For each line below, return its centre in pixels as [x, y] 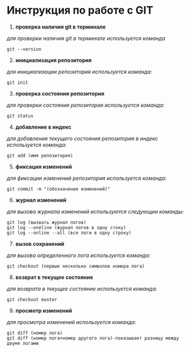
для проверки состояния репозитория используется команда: [86, 105]
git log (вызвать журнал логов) [46, 222]
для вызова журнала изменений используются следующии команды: [95, 211]
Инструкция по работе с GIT [80, 10]
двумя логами [23, 343]
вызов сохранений [40, 243]
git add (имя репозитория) [40, 156]
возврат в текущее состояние [54, 277]
